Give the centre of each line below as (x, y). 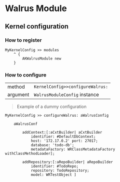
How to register (23, 40)
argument (19, 95)
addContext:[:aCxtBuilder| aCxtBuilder (62, 133)
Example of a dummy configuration (52, 106)
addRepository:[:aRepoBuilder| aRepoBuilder (68, 162)
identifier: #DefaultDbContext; (63, 137)
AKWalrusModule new (42, 59)
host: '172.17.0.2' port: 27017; (64, 141)
